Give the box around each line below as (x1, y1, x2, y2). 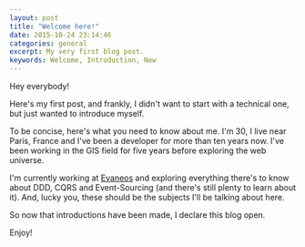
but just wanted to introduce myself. (9, 108, 145, 118)
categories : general (9, 38, 88, 48)
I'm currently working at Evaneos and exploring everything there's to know (9, 172, 290, 183)
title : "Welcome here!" (9, 22, 100, 31)
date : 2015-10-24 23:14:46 (9, 30, 112, 39)
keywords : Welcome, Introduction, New (9, 56, 157, 65)
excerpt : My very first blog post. (9, 47, 145, 57)
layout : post (9, 13, 59, 23)
